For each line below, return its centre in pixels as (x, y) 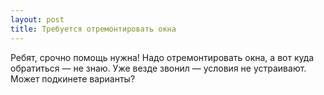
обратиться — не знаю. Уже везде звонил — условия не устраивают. (158, 68)
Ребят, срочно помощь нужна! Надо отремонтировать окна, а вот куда (162, 57)
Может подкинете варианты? (73, 78)
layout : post (37, 19)
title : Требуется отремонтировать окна (93, 29)
